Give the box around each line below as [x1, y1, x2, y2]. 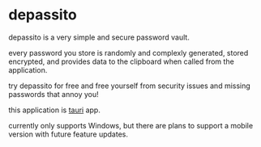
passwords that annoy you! [8, 89, 99, 99]
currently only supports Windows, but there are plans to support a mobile [8, 120, 254, 130]
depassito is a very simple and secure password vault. [8, 32, 190, 42]
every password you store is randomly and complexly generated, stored [8, 48, 249, 57]
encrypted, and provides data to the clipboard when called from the [8, 57, 235, 66]
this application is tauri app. [8, 105, 101, 115]
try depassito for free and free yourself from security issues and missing [8, 81, 251, 90]
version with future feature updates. [8, 129, 128, 139]
